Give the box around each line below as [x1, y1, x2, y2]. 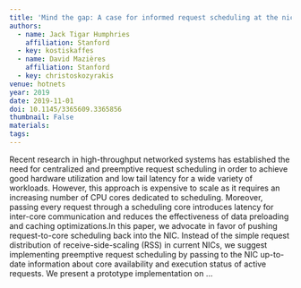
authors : [9, 21, 42, 30]
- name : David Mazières [17, 55, 106, 64]
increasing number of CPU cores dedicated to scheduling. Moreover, [9, 191, 263, 202]
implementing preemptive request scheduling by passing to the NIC [9, 249, 258, 259]
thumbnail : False [9, 113, 74, 122]
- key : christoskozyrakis [17, 72, 115, 80]
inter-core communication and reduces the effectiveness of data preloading [9, 211, 289, 222]
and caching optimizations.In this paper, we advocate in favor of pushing [9, 220, 278, 231]
